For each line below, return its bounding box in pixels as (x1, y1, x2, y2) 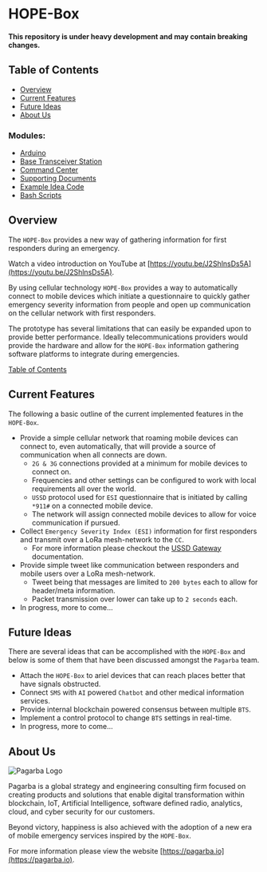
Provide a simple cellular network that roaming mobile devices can (19, 433, 239, 442)
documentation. (31, 552, 84, 561)
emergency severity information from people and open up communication (8, 299, 251, 309)
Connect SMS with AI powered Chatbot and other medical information (19, 688, 245, 697)
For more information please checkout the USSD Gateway (31, 543, 222, 553)
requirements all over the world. (31, 484, 137, 493)
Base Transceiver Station (19, 157, 102, 166)
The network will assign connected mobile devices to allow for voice (31, 509, 257, 519)
